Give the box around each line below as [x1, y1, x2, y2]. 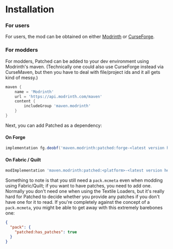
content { [14, 99, 36, 104]
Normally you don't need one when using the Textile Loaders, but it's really [5, 188, 165, 195]
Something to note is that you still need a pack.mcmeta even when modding [5, 177, 163, 183]
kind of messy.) [5, 74, 38, 81]
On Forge [5, 134, 26, 140]
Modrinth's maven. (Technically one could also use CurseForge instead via [5, 63, 164, 70]
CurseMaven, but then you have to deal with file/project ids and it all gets [5, 69, 161, 75]
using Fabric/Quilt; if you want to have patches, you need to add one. [5, 183, 152, 189]
